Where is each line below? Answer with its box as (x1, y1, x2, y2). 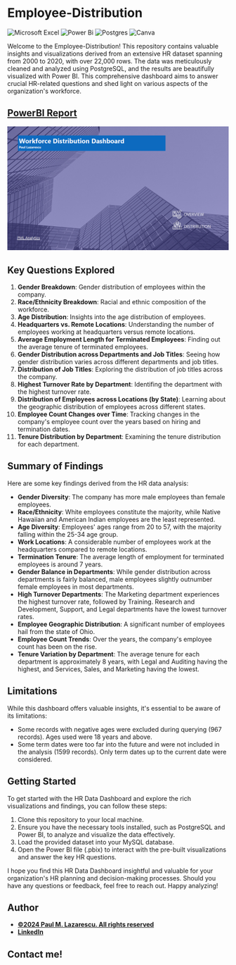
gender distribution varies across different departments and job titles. (17, 358, 219, 366)
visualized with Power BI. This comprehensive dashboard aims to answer (7, 72, 218, 80)
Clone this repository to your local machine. (17, 815, 144, 823)
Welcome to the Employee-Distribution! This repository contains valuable (7, 42, 219, 50)
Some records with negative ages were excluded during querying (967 (17, 725, 223, 733)
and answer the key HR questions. (17, 852, 117, 861)
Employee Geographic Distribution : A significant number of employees (17, 620, 225, 628)
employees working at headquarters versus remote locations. (17, 328, 195, 336)
